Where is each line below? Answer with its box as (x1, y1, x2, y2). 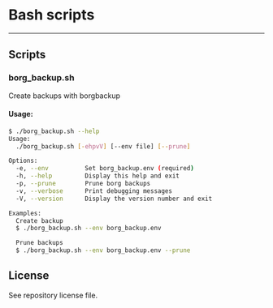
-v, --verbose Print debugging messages (15, 186, 173, 195)
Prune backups (15, 239, 63, 247)
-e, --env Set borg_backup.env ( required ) (15, 165, 195, 173)
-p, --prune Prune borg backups (15, 180, 151, 188)
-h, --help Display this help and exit (15, 172, 180, 180)
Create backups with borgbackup (8, 91, 120, 101)
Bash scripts (8, 6, 95, 24)
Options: (8, 156, 38, 165)
